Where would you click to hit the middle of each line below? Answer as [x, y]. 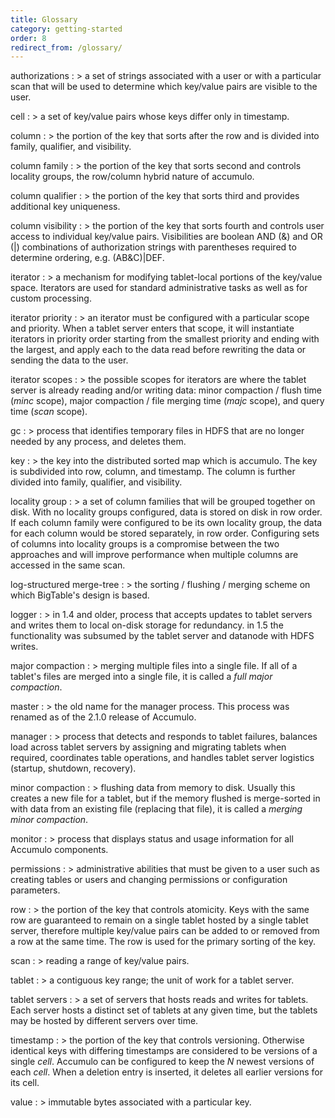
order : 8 [28, 38]
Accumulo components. [59, 850]
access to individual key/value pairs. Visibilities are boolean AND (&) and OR [166, 237]
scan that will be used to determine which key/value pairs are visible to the [164, 87]
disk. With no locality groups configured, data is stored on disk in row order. [166, 512]
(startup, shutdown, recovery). [73, 768]
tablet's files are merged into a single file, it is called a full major [141, 677]
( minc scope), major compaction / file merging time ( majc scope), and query [167, 401]
